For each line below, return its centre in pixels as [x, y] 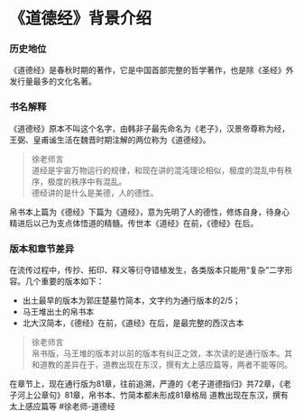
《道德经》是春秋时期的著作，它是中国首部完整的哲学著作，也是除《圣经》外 [151, 70]
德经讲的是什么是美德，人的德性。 [95, 192]
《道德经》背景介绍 [81, 18]
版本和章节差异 [42, 249]
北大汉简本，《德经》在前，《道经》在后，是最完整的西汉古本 [133, 323]
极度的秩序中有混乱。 [87, 181]
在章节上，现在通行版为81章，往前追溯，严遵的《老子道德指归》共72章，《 [147, 384]
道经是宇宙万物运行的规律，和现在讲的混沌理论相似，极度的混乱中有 [158, 170]
